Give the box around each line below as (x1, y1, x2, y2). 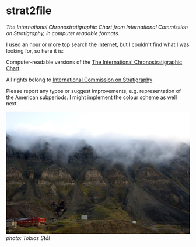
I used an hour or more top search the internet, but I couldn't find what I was (6, 41, 190, 48)
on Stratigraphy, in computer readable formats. (6, 29, 120, 36)
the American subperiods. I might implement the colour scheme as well (6, 94, 177, 101)
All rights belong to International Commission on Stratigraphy (6, 76, 153, 83)
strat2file (6, 4, 52, 18)
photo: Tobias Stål (6, 234, 50, 241)
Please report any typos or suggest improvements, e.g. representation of (6, 87, 181, 94)
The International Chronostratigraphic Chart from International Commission (6, 23, 188, 30)
